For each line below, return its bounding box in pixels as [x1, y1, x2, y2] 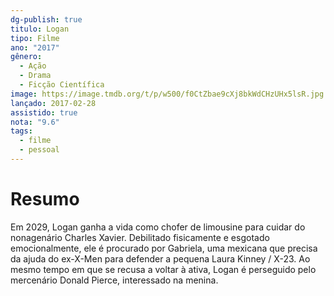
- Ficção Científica [19, 80, 105, 90]
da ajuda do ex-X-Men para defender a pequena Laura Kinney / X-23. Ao [10, 252, 311, 265]
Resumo [10, 188, 80, 211]
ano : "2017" [10, 42, 60, 53]
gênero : [10, 52, 43, 62]
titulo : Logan [10, 24, 70, 34]
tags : [10, 126, 33, 136]
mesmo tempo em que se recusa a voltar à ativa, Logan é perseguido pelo [10, 263, 317, 275]
